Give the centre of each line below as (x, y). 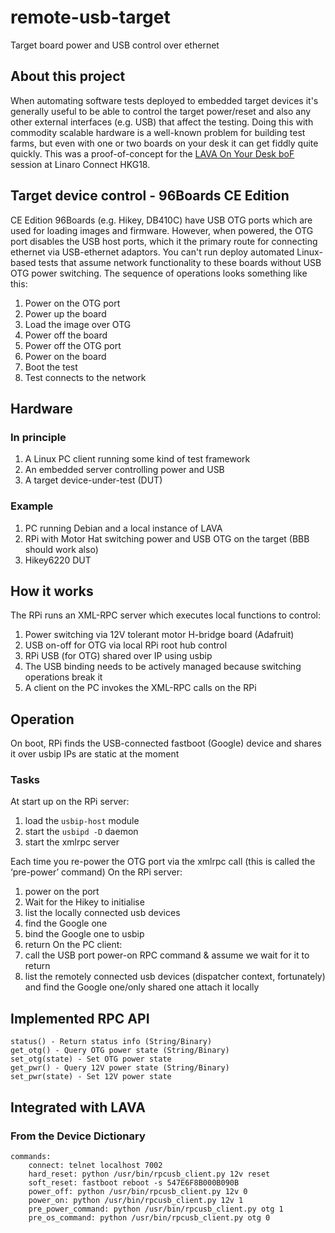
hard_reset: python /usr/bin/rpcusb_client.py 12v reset (149, 1174)
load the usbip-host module (82, 821)
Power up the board (65, 313)
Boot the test (51, 367)
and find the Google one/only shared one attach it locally (142, 987)
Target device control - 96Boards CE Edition (150, 196)
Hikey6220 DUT (58, 560)
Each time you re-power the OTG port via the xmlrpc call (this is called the (163, 862)
